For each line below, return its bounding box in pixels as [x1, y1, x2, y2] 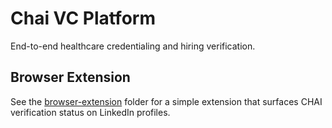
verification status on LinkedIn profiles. [10, 106, 171, 118]
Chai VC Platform [10, 7, 156, 30]
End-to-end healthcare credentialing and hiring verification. [10, 40, 256, 52]
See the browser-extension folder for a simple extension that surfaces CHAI [10, 95, 323, 107]
